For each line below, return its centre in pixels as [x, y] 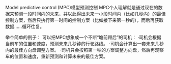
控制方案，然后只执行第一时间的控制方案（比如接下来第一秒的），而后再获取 [84, 20]
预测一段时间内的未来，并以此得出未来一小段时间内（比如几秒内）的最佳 [90, 14]
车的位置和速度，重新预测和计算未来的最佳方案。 [56, 56]
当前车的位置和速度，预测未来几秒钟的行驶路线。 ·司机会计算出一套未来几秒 [84, 44]
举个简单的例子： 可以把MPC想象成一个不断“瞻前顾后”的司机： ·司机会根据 [83, 37]
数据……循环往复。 [25, 26]
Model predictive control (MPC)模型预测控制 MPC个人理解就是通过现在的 [82, 7]
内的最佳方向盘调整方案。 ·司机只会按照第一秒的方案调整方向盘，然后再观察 [84, 50]
